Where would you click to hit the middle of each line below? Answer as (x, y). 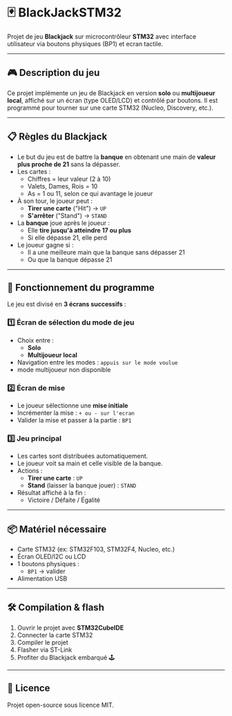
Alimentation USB (42, 579)
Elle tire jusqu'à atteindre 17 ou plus (79, 230)
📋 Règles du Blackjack (57, 137)
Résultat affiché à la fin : (51, 493)
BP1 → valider (46, 571)
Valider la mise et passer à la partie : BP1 (74, 420)
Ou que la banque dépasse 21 (70, 260)
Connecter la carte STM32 (55, 635)
